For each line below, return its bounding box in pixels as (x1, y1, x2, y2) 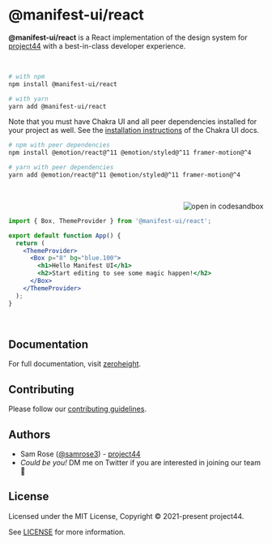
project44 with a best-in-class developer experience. (8, 41, 186, 50)
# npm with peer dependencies (8, 141, 111, 149)
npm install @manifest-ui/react (8, 79, 117, 88)
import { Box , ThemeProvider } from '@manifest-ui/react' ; (8, 216, 212, 225)
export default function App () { (8, 231, 121, 240)
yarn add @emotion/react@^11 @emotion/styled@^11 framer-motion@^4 (8, 171, 241, 179)
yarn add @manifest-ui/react (8, 102, 107, 110)
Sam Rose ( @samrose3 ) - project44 (19, 449, 141, 459)
